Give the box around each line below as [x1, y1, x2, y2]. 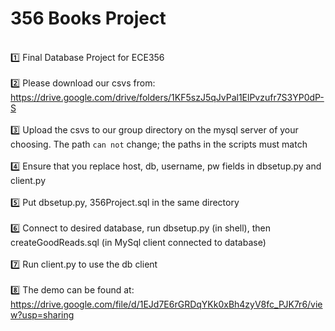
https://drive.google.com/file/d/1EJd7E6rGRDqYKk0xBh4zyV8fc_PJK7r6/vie [10, 298, 323, 310]
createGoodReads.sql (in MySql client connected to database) [10, 236, 267, 248]
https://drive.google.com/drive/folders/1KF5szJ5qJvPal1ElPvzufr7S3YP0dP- [10, 91, 325, 103]
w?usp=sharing [10, 308, 75, 321]
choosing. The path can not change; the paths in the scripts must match [10, 138, 308, 150]
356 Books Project [10, 7, 167, 30]
